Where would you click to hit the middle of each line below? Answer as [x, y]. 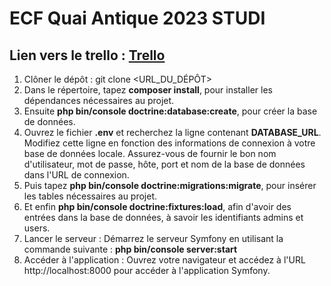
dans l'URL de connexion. [76, 175]
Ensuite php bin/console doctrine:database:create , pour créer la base [170, 111]
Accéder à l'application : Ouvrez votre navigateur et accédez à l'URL [164, 260]
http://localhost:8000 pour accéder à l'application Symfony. [147, 270]
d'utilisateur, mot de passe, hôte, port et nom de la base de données [164, 164]
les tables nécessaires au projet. [90, 196]
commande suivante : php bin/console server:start [130, 249]
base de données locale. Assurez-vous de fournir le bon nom [150, 153]
